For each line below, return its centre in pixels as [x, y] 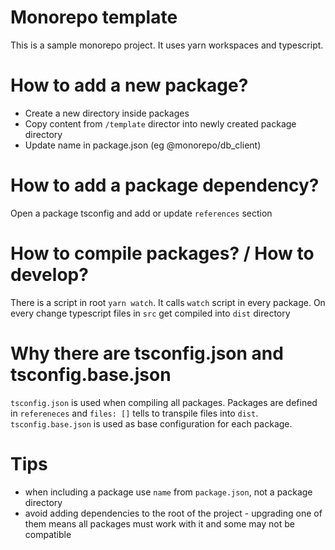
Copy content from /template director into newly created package [160, 123]
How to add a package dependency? [165, 185]
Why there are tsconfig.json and [147, 353]
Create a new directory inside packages [107, 113]
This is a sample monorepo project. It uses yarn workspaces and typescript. [167, 45]
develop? [49, 275]
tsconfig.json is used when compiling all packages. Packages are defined [164, 402]
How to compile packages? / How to [162, 253]
